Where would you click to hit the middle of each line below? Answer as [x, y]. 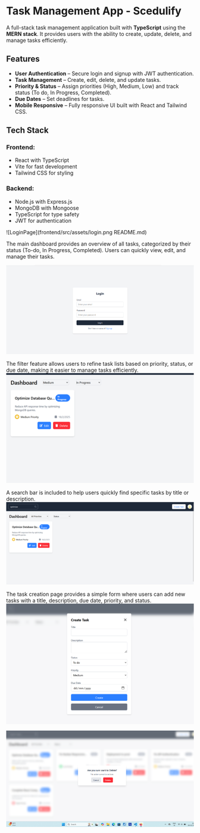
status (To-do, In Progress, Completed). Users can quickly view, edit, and [96, 250]
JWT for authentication [43, 220]
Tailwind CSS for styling [44, 173]
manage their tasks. [30, 256]
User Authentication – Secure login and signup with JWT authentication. [104, 73]
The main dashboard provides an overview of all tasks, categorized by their [99, 244]
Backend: [20, 188]
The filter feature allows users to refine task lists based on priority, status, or [100, 364]
